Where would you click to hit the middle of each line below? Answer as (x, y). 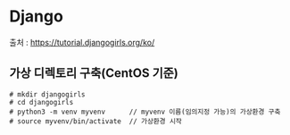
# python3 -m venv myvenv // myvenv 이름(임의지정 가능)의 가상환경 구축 (145, 112)
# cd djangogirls (41, 102)
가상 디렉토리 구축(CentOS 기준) (94, 73)
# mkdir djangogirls (48, 94)
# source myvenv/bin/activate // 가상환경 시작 (96, 121)
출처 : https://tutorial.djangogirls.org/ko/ (82, 42)
